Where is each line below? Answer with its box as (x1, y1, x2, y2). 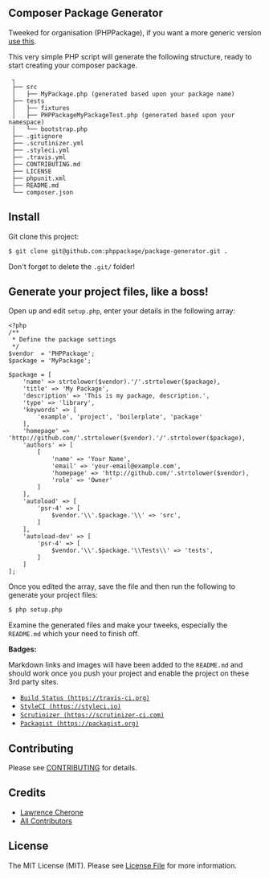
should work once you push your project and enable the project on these (8, 668, 250, 678)
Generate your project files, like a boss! (8, 284, 209, 298)
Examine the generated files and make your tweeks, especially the (8, 620, 228, 630)
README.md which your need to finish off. (8, 629, 140, 639)
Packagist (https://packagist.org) (19, 720, 140, 728)
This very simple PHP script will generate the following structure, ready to (8, 51, 252, 61)
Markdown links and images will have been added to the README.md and (8, 660, 243, 670)
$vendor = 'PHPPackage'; (8, 349, 95, 358)
